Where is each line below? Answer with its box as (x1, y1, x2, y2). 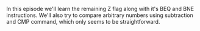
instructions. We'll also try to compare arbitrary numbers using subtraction (6, 12, 194, 19)
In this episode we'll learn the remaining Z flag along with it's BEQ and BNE (6, 5, 194, 12)
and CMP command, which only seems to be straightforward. (6, 18, 160, 25)
